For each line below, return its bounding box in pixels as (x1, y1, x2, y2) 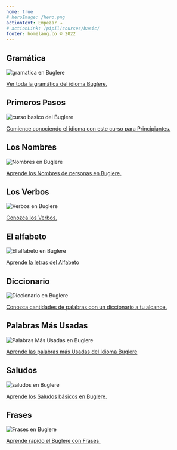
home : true (6, 8, 33, 15)
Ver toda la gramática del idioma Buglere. (6, 80, 108, 87)
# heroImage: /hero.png (6, 14, 66, 20)
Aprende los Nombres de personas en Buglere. (6, 169, 122, 176)
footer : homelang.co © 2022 (6, 31, 76, 37)
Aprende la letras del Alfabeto (6, 259, 79, 266)
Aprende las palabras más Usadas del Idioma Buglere (6, 348, 138, 355)
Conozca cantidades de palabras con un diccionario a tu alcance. (6, 303, 167, 311)
